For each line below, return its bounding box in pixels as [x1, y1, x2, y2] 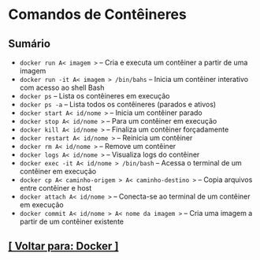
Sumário [8, 37, 51, 50]
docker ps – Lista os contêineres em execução [19, 91, 170, 100]
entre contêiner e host [19, 184, 92, 192]
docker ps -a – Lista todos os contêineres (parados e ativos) [19, 100, 217, 109]
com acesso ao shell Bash [19, 83, 105, 92]
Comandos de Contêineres [8, 6, 187, 24]
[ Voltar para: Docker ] [8, 240, 119, 253]
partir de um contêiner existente [19, 217, 124, 226]
